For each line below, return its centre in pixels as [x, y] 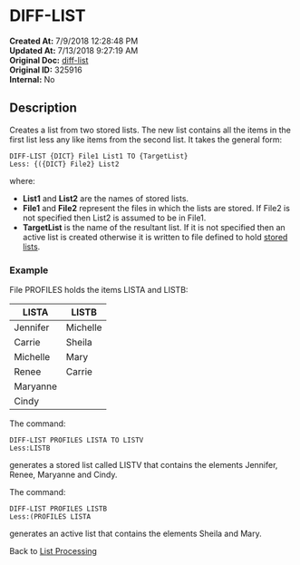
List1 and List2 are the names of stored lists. [105, 198]
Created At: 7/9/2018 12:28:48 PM [74, 41]
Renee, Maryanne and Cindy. [63, 475]
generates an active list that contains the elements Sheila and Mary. [135, 534]
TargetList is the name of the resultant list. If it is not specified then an [154, 227]
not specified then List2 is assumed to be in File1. [114, 218]
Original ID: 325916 [46, 70]
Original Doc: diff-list [49, 60]
